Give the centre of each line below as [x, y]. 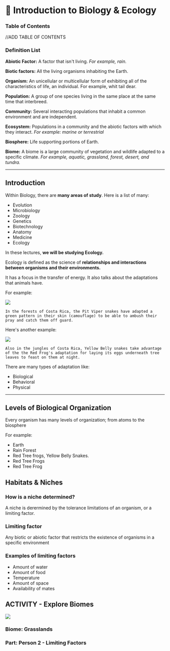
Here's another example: [31, 330]
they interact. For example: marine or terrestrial [55, 132]
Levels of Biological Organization [58, 408]
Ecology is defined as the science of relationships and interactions [76, 262]
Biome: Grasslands [29, 629]
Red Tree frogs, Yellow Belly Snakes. [51, 456]
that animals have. [24, 282]
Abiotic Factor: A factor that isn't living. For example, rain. [66, 61]
